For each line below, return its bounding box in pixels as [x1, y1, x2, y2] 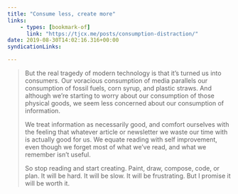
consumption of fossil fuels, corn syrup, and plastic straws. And [24, 84, 212, 92]
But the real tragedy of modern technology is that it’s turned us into [24, 69, 222, 77]
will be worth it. [24, 179, 70, 188]
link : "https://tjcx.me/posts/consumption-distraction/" [26, 30, 199, 38]
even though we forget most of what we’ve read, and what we [24, 143, 207, 151]
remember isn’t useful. [24, 150, 91, 159]
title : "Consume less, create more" [7, 10, 116, 18]
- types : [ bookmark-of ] [20, 23, 91, 30]
